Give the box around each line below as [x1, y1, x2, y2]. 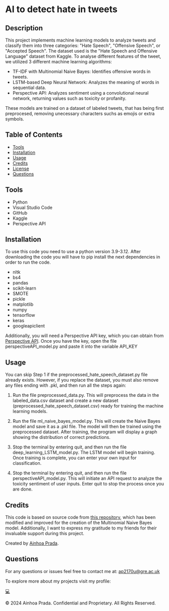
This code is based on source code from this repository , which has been [5, 514, 156, 520]
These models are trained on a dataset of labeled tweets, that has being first [5, 105, 164, 111]
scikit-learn [12, 285, 36, 292]
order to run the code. [5, 259, 51, 265]
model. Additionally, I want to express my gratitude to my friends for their [5, 525, 157, 531]
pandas [12, 280, 29, 286]
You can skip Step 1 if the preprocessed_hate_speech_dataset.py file [5, 372, 148, 378]
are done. [12, 486, 33, 492]
